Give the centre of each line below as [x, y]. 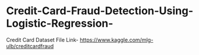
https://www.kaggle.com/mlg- [116, 40]
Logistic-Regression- [60, 23]
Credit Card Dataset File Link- [42, 40]
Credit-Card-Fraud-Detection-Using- [100, 11]
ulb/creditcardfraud [30, 46]
